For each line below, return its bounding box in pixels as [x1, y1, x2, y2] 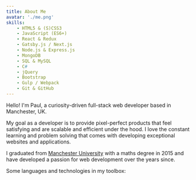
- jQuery [17, 69, 38, 75]
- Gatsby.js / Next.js [17, 42, 73, 48]
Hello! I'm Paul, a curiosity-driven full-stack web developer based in [6, 102, 171, 109]
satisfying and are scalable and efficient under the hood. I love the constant [6, 125, 190, 133]
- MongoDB [17, 53, 41, 58]
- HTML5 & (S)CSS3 [17, 25, 62, 31]
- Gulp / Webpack [17, 80, 60, 86]
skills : [6, 19, 25, 25]
